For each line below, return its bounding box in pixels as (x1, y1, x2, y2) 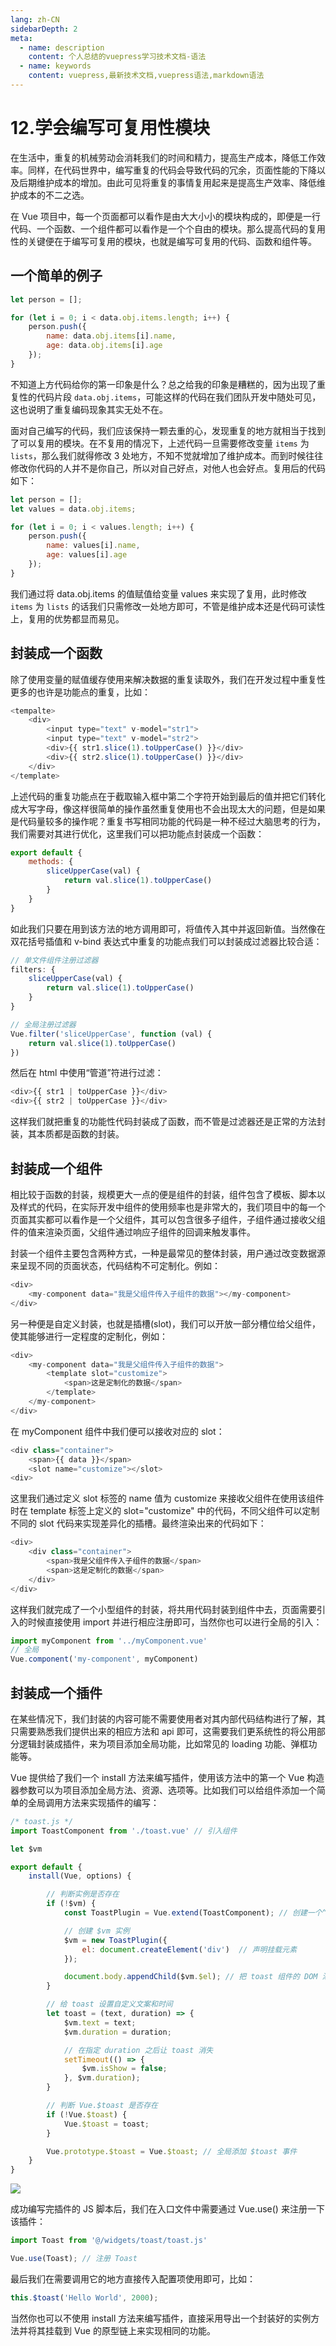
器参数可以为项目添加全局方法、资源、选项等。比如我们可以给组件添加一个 (10, 1784, 317, 1796)
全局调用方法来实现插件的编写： (27, 1796, 160, 1808)
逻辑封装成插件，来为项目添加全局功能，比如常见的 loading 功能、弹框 (18, 1737, 309, 1750)
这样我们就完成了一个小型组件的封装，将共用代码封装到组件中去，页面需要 (10, 1603, 317, 1615)
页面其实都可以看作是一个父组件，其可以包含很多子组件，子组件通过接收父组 (10, 1214, 326, 1225)
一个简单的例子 (10, 267, 103, 285)
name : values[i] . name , (46, 541, 141, 551)
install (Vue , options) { (28, 1871, 132, 1881)
